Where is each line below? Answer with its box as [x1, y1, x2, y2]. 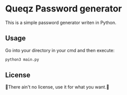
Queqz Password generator [5, 3, 122, 14]
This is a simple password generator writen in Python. [5, 19, 116, 25]
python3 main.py [5, 57, 39, 62]
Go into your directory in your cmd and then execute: [5, 47, 114, 53]
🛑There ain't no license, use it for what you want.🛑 [5, 84, 109, 90]
